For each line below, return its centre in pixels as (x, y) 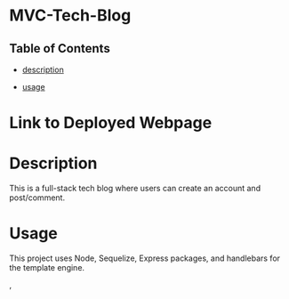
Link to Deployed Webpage (111, 123)
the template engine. (47, 268)
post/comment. (37, 198)
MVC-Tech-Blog (70, 16)
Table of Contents (60, 48)
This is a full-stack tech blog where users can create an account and (135, 189)
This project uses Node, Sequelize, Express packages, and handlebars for (145, 258)
